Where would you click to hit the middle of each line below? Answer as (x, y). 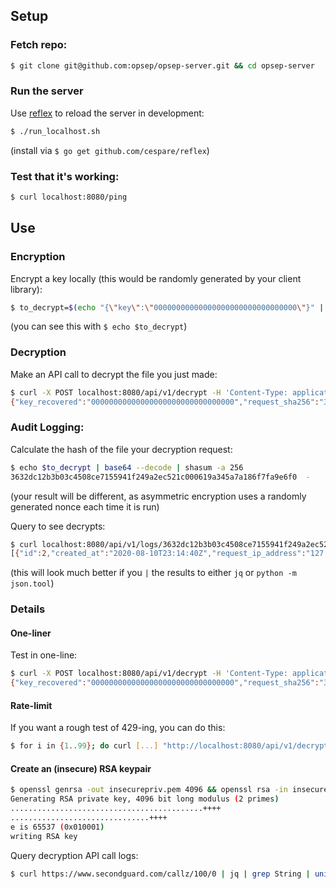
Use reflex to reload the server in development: (107, 113)
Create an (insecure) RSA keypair (81, 768)
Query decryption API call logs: (74, 855)
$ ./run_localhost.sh (55, 131)
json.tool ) (32, 583)
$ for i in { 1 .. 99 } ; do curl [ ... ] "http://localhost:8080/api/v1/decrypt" (171, 746)
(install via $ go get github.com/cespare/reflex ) (110, 150)
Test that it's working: (65, 176)
